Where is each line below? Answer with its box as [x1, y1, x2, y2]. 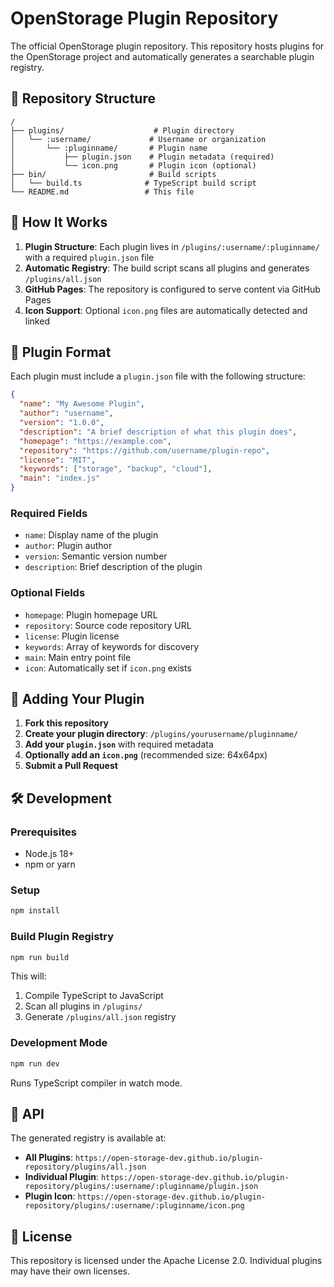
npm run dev [10, 1058, 60, 1069]
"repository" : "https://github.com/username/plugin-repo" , [19, 445, 271, 456]
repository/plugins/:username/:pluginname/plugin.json [24, 1182, 259, 1192]
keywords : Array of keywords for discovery [24, 640, 200, 652]
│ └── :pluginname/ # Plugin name [10, 143, 208, 153]
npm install [10, 906, 60, 916]
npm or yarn [24, 858, 76, 871]
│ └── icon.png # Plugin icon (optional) [10, 160, 257, 171]
